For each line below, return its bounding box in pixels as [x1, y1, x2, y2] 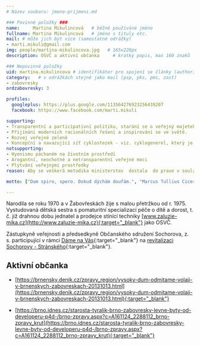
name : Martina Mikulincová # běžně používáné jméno [6, 25, 153, 31]
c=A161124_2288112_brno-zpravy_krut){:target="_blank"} [14, 332, 155, 339]
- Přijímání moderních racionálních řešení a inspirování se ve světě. [6, 129, 187, 135]
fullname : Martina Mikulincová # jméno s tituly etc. [6, 30, 148, 36]
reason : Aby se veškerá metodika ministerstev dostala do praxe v [6, 168, 180, 174]
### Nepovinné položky [6, 63, 62, 69]
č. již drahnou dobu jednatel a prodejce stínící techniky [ [6, 212, 144, 220]
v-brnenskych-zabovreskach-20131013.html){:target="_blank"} [14, 295, 170, 302]
